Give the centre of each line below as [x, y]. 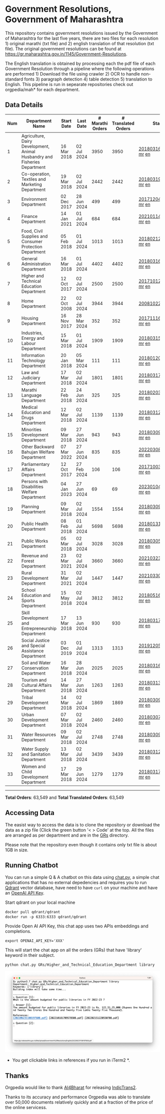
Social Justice [36, 640]
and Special [33, 645]
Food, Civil [32, 231]
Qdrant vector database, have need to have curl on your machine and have [82, 888]
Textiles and [34, 179]
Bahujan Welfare [38, 452]
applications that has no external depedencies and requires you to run [76, 882]
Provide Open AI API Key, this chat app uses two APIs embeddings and [77, 926]
